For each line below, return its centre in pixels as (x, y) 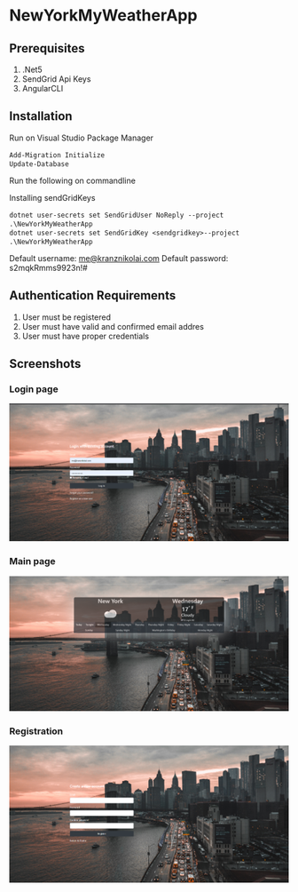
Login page (34, 389)
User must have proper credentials (85, 336)
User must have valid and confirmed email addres (113, 326)
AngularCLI (43, 88)
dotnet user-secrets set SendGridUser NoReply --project (117, 215)
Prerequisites (47, 48)
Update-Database (39, 164)
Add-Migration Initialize (57, 155)
